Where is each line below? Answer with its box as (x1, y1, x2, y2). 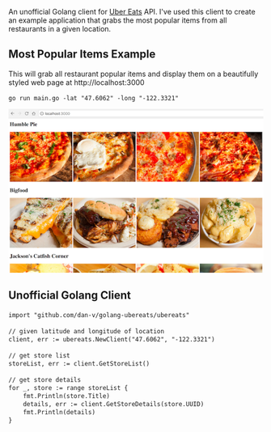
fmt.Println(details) (23, 408, 95, 416)
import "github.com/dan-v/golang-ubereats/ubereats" (8, 311, 190, 319)
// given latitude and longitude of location (8, 327, 164, 335)
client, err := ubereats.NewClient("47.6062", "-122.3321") (8, 335, 216, 343)
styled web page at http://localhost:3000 (8, 77, 145, 87)
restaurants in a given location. (8, 24, 112, 33)
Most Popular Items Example (8, 48, 156, 61)
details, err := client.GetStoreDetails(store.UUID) (23, 400, 205, 408)
